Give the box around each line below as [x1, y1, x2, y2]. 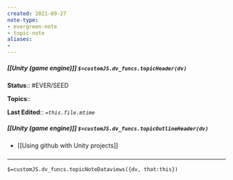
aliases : [7, 36, 33, 43]
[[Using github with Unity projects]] [17, 141, 119, 150]
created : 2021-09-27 [7, 10, 67, 17]
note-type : [7, 17, 39, 24]
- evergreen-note [7, 23, 58, 30]
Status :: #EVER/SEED [7, 81, 69, 89]
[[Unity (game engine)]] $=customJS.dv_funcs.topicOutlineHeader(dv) [7, 124, 209, 132]
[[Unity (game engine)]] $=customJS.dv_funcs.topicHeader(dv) [7, 64, 187, 72]
